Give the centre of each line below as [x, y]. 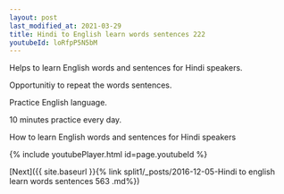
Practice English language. [58, 103]
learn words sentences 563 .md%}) [75, 181]
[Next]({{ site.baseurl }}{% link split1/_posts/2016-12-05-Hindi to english [142, 172]
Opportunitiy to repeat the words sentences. [91, 85]
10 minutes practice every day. [66, 120]
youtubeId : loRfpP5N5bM [54, 42]
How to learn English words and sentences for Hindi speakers [123, 137]
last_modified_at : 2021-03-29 [66, 26]
